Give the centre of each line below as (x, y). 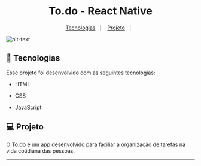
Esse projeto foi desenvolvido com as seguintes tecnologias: (81, 73)
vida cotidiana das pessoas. (40, 150)
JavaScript (28, 107)
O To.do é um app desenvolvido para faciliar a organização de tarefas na (96, 144)
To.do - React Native (100, 11)
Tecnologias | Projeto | (98, 28)
